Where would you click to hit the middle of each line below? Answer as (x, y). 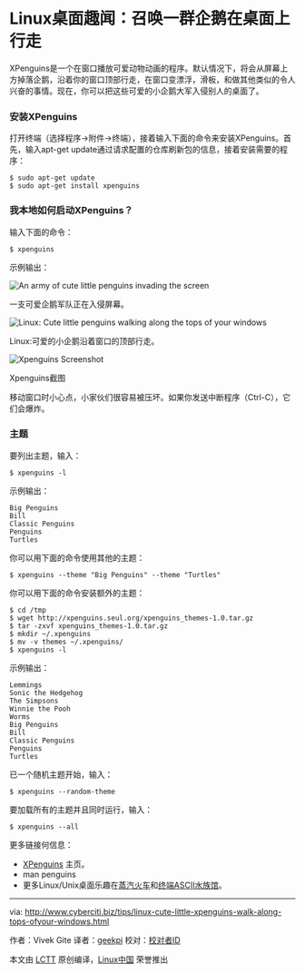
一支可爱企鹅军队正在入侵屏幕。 (69, 304)
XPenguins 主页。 (56, 864)
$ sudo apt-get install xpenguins (75, 186)
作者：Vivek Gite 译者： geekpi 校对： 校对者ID (95, 939)
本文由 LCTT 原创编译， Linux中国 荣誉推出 (89, 959)
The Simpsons (34, 701)
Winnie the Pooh (40, 709)
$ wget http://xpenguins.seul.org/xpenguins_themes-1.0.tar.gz (132, 618)
